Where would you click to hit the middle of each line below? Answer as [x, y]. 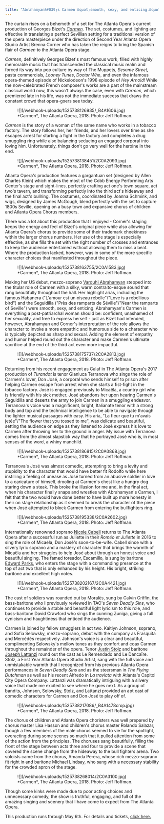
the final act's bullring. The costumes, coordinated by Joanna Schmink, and [81, 196]
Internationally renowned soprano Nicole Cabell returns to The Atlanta [75, 532]
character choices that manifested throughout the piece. [62, 257]
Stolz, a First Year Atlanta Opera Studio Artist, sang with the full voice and [79, 659]
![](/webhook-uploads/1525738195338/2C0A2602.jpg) [72, 517]
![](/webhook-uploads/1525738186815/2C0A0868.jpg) [72, 451]
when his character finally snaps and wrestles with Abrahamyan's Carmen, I [81, 492]
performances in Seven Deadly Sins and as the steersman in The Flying [77, 669]
